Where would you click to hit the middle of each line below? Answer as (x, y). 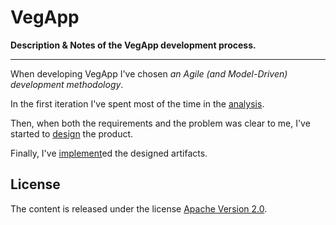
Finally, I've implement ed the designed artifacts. (109, 153)
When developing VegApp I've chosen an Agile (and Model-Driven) (149, 73)
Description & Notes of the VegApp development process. (133, 45)
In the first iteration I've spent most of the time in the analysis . (137, 103)
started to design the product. (72, 133)
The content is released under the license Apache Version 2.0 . (139, 208)
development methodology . (67, 84)
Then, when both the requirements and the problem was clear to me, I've (160, 123)
